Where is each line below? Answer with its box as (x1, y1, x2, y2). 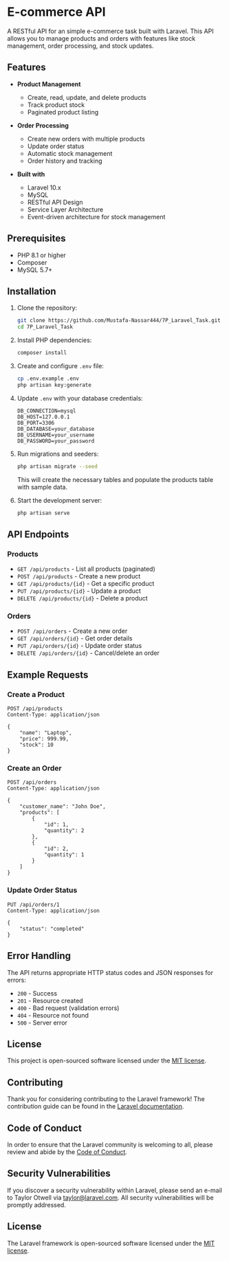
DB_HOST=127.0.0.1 (17, 413, 70, 421)
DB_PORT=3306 (17, 419, 55, 426)
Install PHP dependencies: (17, 336, 92, 345)
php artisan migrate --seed (17, 463, 98, 470)
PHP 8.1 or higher (17, 251, 67, 259)
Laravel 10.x (27, 183, 62, 192)
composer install (17, 350, 67, 356)
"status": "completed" (19, 925, 85, 932)
